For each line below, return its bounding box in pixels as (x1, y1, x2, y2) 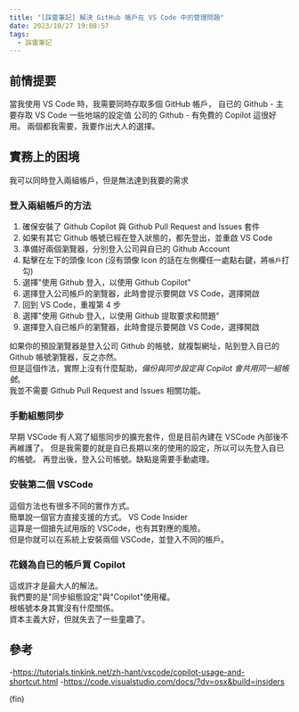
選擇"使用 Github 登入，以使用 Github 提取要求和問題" (21, 310, 220, 321)
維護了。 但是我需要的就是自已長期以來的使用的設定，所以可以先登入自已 (16, 443, 285, 453)
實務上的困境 (9, 149, 80, 165)
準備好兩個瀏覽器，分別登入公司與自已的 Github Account (21, 244, 230, 254)
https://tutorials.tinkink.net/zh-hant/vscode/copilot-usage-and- (12, 666, 246, 677)
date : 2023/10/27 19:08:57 (9, 21, 109, 30)
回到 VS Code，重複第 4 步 (21, 300, 122, 310)
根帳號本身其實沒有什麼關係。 (9, 603, 118, 614)
